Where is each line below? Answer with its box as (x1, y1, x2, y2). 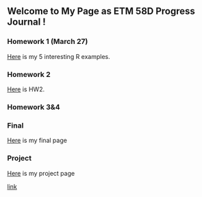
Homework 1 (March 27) (7, 37, 88, 47)
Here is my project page (7, 169, 75, 177)
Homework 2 (7, 69, 51, 79)
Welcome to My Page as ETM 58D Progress (7, 5, 195, 17)
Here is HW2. (7, 85, 45, 93)
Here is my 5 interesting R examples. (7, 52, 111, 60)
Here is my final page (7, 137, 67, 145)
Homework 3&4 (7, 102, 60, 112)
